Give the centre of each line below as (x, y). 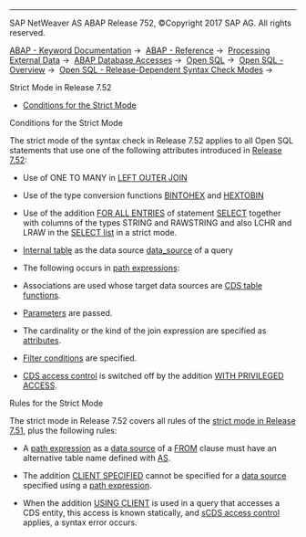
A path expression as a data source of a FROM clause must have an (150, 448)
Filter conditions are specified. (80, 358)
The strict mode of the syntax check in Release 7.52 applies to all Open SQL (152, 141)
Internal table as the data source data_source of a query (128, 250)
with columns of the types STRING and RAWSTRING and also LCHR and (157, 223)
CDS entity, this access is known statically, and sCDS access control (151, 513)
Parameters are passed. (67, 313)
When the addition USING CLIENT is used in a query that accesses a (151, 503)
